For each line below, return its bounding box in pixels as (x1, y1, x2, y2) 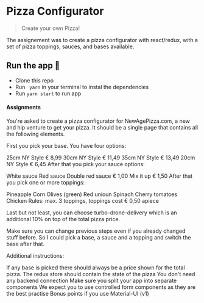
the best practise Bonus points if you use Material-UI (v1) (6, 290, 149, 297)
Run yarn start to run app (15, 90, 82, 97)
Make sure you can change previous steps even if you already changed (6, 227, 186, 235)
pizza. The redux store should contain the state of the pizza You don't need (6, 270, 195, 277)
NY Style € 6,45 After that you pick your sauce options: (6, 160, 145, 167)
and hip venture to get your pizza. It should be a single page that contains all (6, 123, 199, 131)
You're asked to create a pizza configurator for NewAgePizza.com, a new (6, 117, 191, 125)
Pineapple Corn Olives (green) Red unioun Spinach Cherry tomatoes (6, 191, 178, 198)
